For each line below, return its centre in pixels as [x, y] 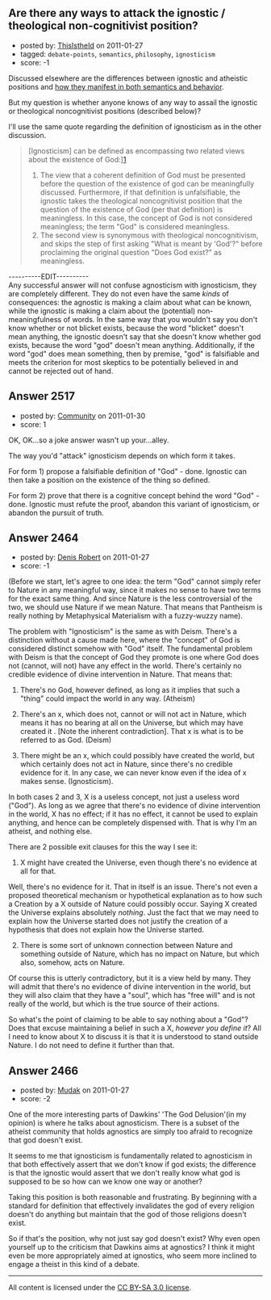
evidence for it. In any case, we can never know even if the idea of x [133, 773]
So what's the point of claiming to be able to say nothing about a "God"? [128, 1020]
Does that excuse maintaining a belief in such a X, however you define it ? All [135, 1028]
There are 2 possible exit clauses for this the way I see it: [103, 847]
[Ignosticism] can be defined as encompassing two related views [136, 151]
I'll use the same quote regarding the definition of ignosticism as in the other [135, 126]
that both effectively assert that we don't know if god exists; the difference [132, 1164]
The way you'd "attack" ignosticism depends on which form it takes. [122, 455]
